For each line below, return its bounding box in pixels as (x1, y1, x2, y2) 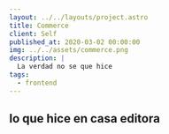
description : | (9, 54, 65, 63)
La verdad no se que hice (17, 63, 113, 71)
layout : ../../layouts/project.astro (9, 12, 149, 22)
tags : (9, 71, 29, 79)
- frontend (17, 78, 58, 87)
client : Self (9, 29, 58, 38)
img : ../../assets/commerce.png (9, 46, 128, 55)
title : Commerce (9, 21, 69, 30)
